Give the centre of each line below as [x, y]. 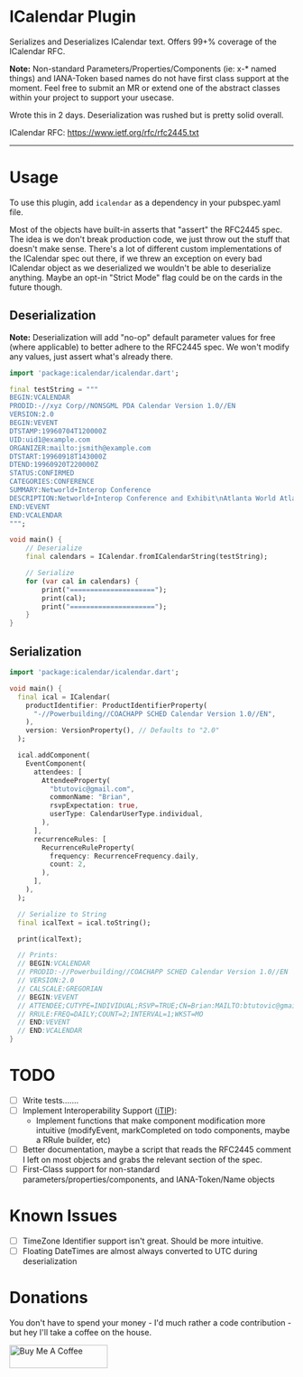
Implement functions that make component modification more [151, 1121]
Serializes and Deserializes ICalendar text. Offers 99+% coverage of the [143, 42]
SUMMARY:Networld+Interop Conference [80, 490]
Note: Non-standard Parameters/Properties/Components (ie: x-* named [143, 69]
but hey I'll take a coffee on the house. [80, 1333]
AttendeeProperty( [76, 780]
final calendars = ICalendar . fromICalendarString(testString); [147, 557]
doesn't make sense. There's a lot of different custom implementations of [146, 248]
